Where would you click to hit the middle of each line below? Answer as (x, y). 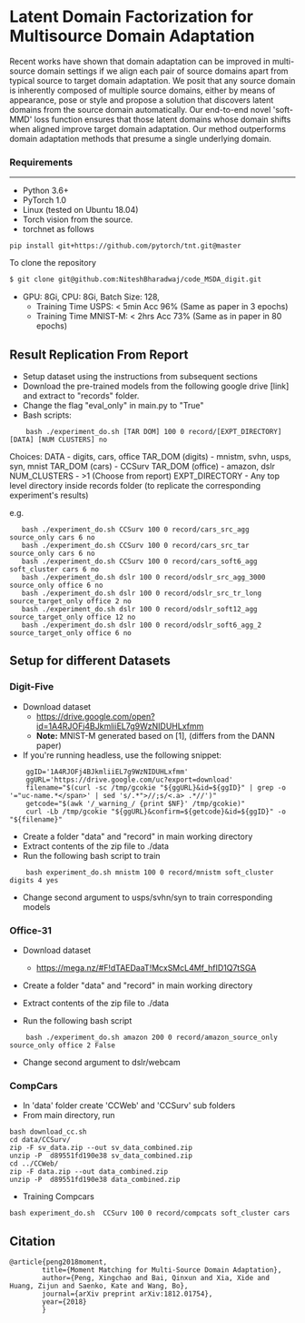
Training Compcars (59, 1197)
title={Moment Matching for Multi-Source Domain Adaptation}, (162, 1270)
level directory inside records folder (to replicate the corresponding (135, 485)
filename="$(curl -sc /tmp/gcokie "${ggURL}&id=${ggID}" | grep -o (156, 788)
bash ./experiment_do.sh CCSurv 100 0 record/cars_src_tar (135, 545)
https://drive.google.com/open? (96, 716)
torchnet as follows (59, 229)
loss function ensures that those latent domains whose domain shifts (162, 119)
